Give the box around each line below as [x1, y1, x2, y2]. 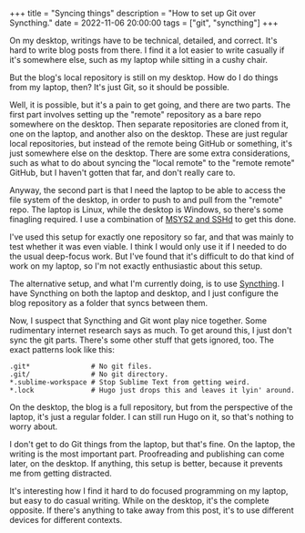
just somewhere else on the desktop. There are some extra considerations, [9, 148, 290, 159]
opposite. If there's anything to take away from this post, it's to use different [9, 505, 294, 516]
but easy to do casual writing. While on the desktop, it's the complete [9, 496, 269, 506]
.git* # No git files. [9, 362, 153, 371]
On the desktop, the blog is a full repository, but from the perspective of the [9, 402, 293, 413]
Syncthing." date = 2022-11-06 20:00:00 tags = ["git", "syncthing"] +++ [9, 17, 280, 28]
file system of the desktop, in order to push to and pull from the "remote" [9, 195, 283, 205]
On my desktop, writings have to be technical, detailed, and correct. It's [9, 36, 278, 46]
